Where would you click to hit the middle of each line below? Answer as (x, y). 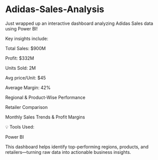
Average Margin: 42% (28, 88)
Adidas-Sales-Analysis (55, 9)
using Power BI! (21, 28)
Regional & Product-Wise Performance (45, 97)
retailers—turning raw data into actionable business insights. (68, 152)
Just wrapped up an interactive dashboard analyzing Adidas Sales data (79, 23)
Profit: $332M (20, 58)
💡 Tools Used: (20, 127)
